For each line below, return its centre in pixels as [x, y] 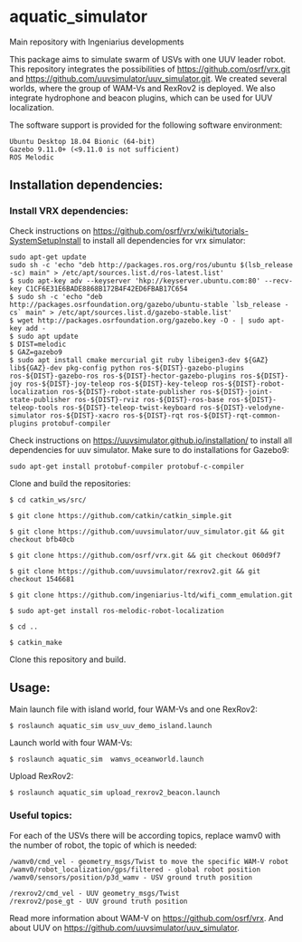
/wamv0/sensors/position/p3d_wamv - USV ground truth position [131, 877]
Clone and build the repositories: [70, 483]
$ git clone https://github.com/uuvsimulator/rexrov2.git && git [135, 571]
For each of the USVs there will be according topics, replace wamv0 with [145, 835]
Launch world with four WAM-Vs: [71, 743]
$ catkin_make [36, 642]
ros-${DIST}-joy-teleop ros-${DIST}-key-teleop [117, 384]
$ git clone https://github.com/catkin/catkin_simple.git [121, 515]
